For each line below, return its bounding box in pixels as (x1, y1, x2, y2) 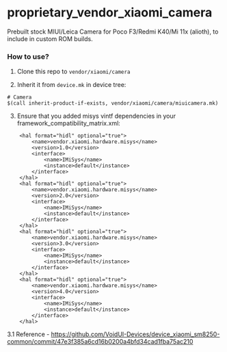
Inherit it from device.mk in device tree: (16, 81, 126, 89)
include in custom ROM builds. (7, 34, 94, 42)
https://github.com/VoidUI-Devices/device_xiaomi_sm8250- (51, 330, 220, 338)
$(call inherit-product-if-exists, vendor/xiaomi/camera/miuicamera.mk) (7, 100, 219, 107)
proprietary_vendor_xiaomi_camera (7, 5, 213, 21)
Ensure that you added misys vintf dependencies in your (16, 112, 176, 121)
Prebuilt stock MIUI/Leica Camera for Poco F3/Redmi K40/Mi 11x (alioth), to (7, 27, 219, 36)
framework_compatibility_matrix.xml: (16, 119, 121, 127)
